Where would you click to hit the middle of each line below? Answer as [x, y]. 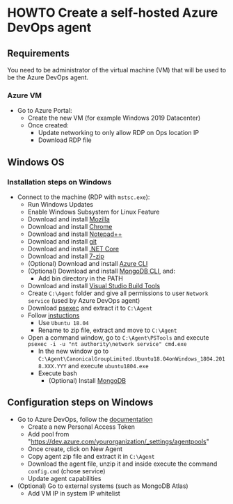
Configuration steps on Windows [80, 403]
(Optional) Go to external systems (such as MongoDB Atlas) [103, 486]
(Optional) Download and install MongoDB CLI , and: [102, 271]
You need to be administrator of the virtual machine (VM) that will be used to [117, 70]
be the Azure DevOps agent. [48, 77]
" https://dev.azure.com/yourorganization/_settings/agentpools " [119, 441]
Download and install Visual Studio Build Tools [94, 285]
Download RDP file [65, 140]
